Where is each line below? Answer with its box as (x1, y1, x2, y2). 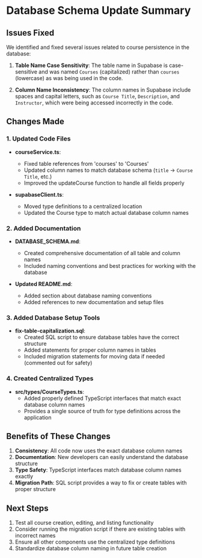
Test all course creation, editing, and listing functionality (14, 519, 154, 527)
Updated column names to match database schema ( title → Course (23, 166, 194, 174)
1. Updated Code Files (6, 135, 71, 143)
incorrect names (14, 532, 56, 539)
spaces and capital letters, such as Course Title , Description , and (14, 93, 180, 100)
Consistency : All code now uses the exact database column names (14, 447, 183, 454)
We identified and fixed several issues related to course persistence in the (6, 43, 189, 51)
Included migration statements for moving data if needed (23, 353, 165, 360)
